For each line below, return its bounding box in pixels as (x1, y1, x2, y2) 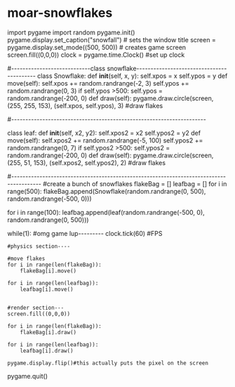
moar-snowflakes (7, 5, 113, 21)
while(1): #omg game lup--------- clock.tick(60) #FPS (7, 229, 163, 237)
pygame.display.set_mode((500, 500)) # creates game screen (7, 43, 187, 51)
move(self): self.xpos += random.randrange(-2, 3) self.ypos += (7, 79, 189, 87)
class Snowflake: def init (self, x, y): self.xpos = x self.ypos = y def (37, 72, 228, 80)
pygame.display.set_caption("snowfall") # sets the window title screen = (7, 35, 216, 44)
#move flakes (7, 255, 46, 262)
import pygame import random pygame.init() (7, 28, 135, 37)
